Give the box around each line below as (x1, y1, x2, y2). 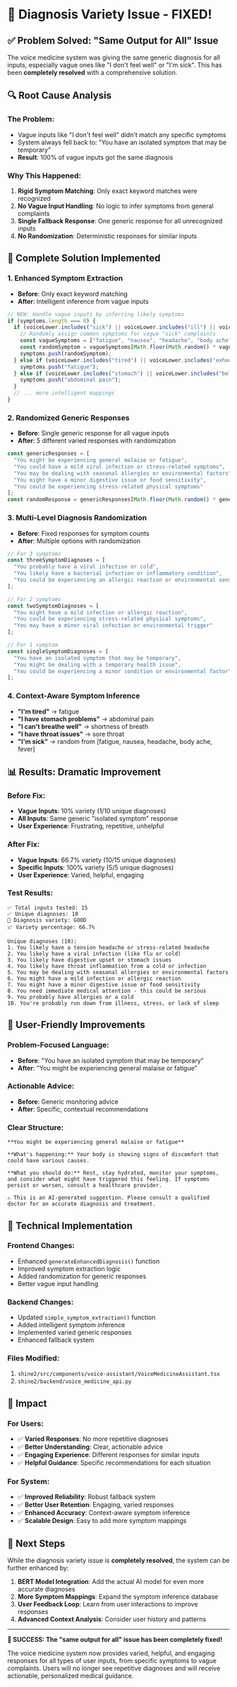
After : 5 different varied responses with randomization (17, 436, 176, 445)
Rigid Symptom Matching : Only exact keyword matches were (17, 187, 197, 195)
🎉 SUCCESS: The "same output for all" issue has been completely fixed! (7, 1635, 223, 1644)
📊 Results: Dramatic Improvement (7, 766, 161, 778)
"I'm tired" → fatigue (17, 707, 80, 716)
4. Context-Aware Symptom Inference (7, 691, 140, 701)
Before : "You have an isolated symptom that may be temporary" (17, 1056, 205, 1065)
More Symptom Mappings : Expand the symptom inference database (17, 1592, 219, 1601)
